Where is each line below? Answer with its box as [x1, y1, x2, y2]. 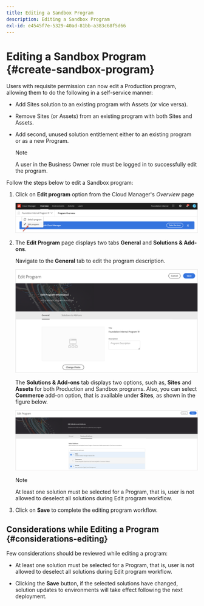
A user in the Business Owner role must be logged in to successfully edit [15, 161, 197, 168]
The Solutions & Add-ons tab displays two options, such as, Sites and [15, 379, 192, 386]
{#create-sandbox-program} [6, 63, 155, 76]
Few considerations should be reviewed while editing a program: [6, 549, 168, 557]
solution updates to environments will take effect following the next [15, 586, 183, 593]
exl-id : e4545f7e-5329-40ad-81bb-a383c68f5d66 [6, 22, 126, 29]
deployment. [15, 593, 47, 600]
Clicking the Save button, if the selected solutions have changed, [15, 579, 178, 587]
